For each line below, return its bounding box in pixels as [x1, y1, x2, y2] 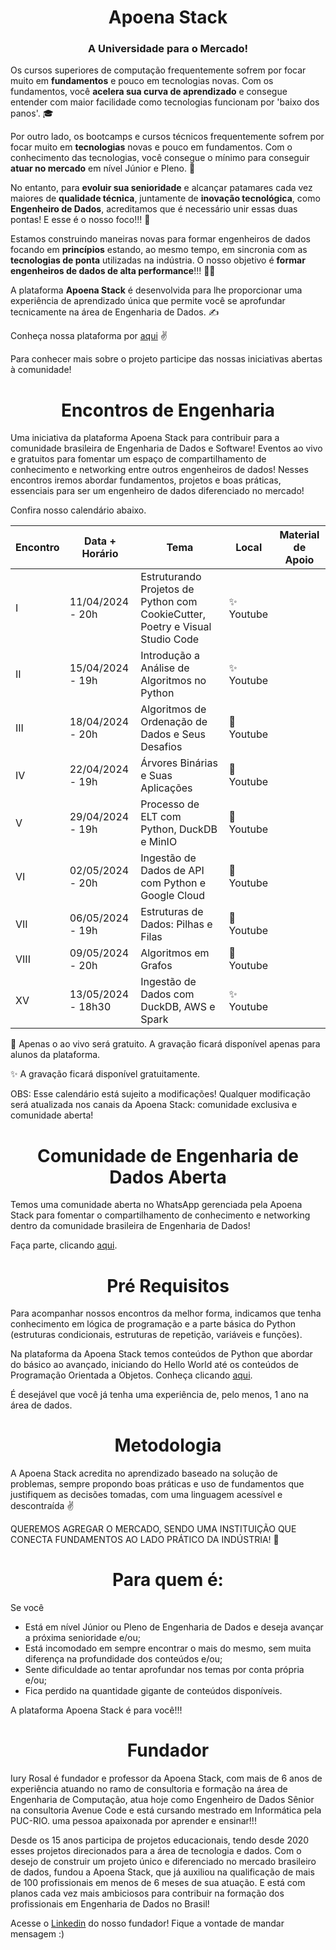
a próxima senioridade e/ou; [24, 1632, 141, 1644]
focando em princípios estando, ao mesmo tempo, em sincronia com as [10, 244, 308, 256]
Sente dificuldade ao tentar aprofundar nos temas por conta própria [24, 1664, 305, 1676]
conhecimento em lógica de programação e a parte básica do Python [10, 1318, 297, 1330]
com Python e [140, 876, 207, 890]
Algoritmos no [140, 674, 207, 688]
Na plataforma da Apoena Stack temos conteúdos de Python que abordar [10, 1348, 313, 1360]
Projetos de [140, 582, 195, 596]
